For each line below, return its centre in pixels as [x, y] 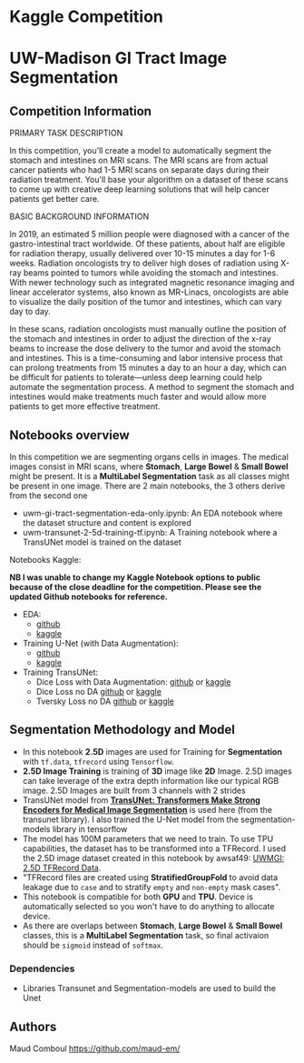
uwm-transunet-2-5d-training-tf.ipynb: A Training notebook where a [150, 532]
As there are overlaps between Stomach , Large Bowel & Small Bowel [152, 926]
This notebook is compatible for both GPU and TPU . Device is [138, 897]
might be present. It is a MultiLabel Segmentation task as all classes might [150, 476]
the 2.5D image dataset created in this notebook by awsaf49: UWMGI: [153, 857]
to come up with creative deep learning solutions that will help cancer [139, 189]
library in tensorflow [90, 828]
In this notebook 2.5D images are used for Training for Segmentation [152, 751]
